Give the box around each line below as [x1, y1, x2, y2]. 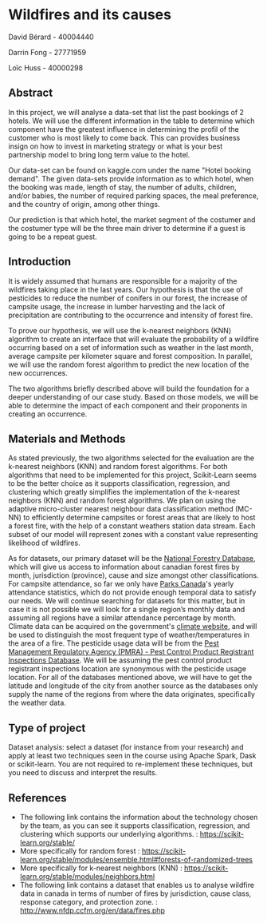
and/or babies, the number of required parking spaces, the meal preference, [8, 190, 259, 201]
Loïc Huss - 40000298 [8, 62, 84, 73]
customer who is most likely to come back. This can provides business [8, 133, 241, 142]
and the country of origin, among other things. [8, 199, 160, 209]
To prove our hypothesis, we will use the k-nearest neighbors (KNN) [8, 325, 232, 335]
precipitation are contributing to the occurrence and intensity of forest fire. [8, 310, 253, 320]
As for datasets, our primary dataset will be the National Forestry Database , [8, 554, 256, 563]
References [8, 791, 67, 805]
